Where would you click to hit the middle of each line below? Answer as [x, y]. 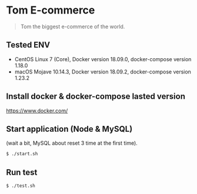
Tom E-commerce [51, 10]
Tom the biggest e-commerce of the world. [73, 26]
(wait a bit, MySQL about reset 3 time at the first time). [72, 143]
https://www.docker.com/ [37, 111]
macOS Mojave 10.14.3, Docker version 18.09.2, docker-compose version [103, 72]
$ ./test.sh [21, 186]
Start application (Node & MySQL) [69, 129]
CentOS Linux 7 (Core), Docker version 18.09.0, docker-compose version [103, 59]
